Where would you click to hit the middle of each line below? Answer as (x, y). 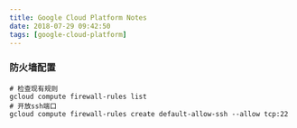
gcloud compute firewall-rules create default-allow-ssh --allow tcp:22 (149, 114)
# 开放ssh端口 (33, 106)
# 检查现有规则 (34, 88)
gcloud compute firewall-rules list (78, 96)
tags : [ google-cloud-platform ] (68, 34)
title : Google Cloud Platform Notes (78, 18)
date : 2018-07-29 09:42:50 (60, 26)
